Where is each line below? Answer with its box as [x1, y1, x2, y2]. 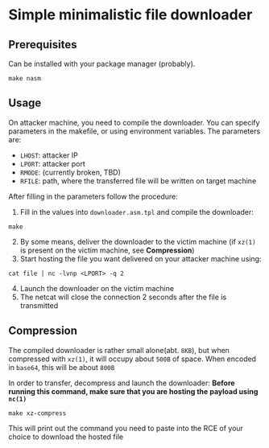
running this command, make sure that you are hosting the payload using [8, 386, 259, 396]
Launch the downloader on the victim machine [19, 283, 175, 293]
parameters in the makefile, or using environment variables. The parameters [8, 126, 261, 136]
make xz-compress [8, 409, 67, 417]
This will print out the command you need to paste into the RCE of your [8, 423, 244, 433]
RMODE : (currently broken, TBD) [19, 167, 121, 177]
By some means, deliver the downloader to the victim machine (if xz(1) [19, 236, 256, 246]
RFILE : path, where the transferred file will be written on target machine [19, 175, 257, 186]
